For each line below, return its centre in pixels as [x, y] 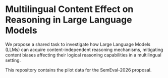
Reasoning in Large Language [69, 20]
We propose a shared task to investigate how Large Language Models [78, 44]
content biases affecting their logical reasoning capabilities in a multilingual [83, 55]
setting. [13, 60]
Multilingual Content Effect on [69, 9]
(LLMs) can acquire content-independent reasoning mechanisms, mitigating [84, 49]
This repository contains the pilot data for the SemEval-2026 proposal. [78, 70]
